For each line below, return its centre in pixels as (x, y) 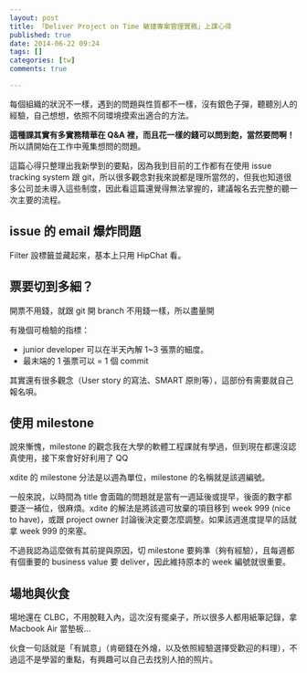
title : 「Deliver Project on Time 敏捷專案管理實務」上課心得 (121, 26)
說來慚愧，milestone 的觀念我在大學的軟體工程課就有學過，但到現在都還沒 (149, 447)
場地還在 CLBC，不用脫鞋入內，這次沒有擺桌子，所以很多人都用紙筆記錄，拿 (153, 617)
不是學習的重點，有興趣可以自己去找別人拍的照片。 (121, 659)
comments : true (38, 69)
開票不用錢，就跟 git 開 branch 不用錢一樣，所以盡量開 (112, 310)
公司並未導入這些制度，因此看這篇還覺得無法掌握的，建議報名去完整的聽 (153, 188)
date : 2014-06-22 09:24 (55, 43)
